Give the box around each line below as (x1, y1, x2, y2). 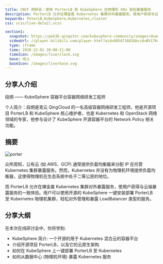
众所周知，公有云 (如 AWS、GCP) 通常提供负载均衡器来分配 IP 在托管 (5, 161, 143, 167)
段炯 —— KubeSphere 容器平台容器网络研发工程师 (5, 94, 106, 100)
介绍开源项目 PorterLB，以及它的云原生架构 (12, 241, 99, 247)
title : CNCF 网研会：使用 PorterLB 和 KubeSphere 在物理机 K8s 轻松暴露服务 (5, 7, 151, 12)
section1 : (5, 30, 25, 34)
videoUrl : (9, 38, 29, 44)
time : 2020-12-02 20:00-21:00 (9, 47, 70, 52)
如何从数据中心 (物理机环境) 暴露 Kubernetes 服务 (12, 253, 112, 260)
